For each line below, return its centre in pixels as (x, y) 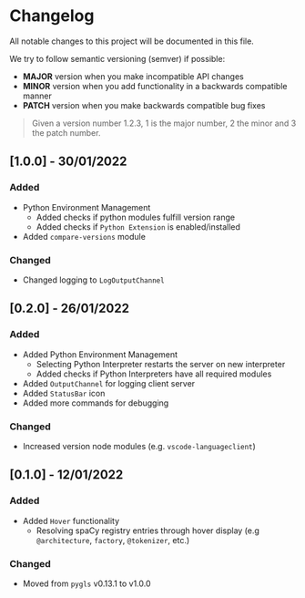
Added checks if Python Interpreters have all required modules (154, 374)
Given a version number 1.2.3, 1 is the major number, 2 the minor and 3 (164, 123)
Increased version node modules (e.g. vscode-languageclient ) (139, 446)
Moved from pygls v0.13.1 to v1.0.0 (87, 583)
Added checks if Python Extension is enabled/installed (138, 227)
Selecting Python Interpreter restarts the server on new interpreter (161, 364)
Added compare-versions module (84, 236)
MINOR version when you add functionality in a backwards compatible (155, 86)
